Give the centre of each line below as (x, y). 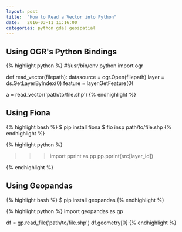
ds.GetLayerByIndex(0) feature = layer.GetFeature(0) (70, 83)
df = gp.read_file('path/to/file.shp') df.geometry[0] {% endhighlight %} (92, 223)
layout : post (22, 11)
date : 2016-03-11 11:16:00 (42, 22)
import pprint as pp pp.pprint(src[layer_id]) (102, 156)
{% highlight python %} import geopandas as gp (65, 211)
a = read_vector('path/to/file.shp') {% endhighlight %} (71, 95)
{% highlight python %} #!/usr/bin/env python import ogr (75, 66)
